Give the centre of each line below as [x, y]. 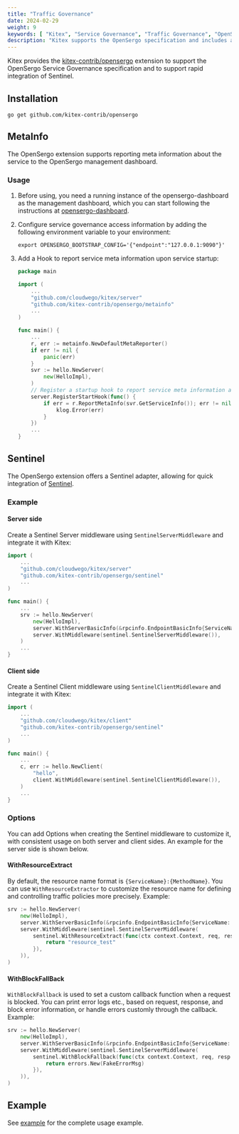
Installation [33, 98]
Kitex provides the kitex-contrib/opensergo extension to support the [107, 61]
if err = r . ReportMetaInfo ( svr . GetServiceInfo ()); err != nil [138, 403]
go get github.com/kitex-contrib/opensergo [73, 115]
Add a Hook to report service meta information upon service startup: [118, 258]
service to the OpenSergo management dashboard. [83, 161]
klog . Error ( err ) [80, 410]
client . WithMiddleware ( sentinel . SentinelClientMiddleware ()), [127, 780]
